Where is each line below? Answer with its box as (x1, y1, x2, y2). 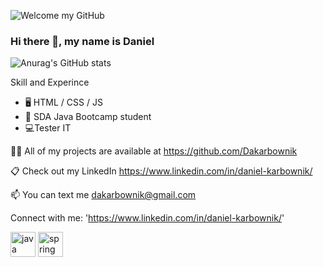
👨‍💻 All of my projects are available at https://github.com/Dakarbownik (10, 145, 298, 157)
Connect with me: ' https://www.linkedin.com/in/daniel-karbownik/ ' (10, 212, 285, 224)
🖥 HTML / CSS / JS (24, 96, 103, 109)
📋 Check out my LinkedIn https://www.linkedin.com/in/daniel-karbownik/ (10, 165, 313, 177)
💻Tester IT (24, 122, 72, 134)
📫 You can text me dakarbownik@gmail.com (10, 189, 197, 201)
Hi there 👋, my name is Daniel (10, 34, 155, 48)
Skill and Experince (10, 76, 90, 89)
